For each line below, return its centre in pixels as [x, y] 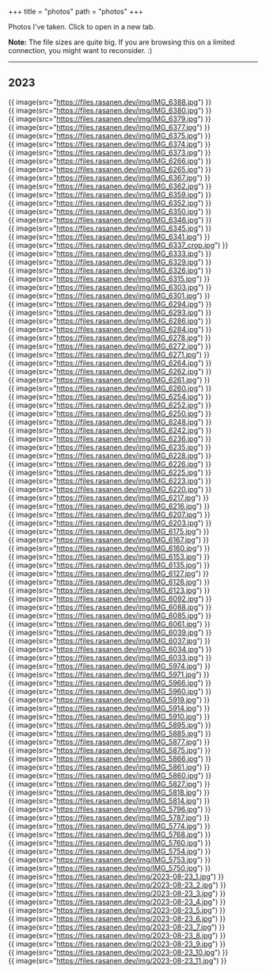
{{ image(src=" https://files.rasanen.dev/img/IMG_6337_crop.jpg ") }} [118, 245]
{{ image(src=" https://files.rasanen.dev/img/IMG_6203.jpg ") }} [110, 523]
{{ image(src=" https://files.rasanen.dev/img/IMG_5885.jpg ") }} [110, 733]
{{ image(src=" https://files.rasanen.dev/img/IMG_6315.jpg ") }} [109, 279]
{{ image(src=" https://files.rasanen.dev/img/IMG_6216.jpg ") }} [109, 506]
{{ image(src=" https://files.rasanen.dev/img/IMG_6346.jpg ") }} [110, 219]
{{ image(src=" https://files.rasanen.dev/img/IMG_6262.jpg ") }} [110, 371]
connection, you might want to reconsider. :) [80, 50]
